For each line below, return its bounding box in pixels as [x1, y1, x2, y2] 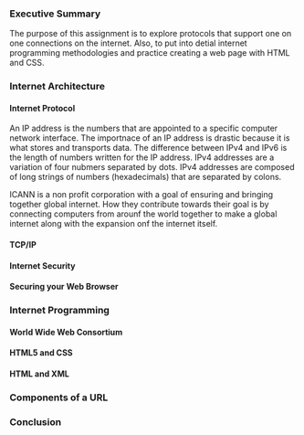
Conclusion [9, 415, 62, 428]
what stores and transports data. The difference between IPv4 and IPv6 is [9, 143, 288, 154]
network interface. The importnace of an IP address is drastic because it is [9, 133, 290, 143]
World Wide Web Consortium [9, 326, 123, 337]
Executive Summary [9, 7, 101, 20]
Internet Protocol [9, 102, 76, 113]
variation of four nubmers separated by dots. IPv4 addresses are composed [9, 162, 295, 173]
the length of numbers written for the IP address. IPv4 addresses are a [9, 152, 275, 163]
